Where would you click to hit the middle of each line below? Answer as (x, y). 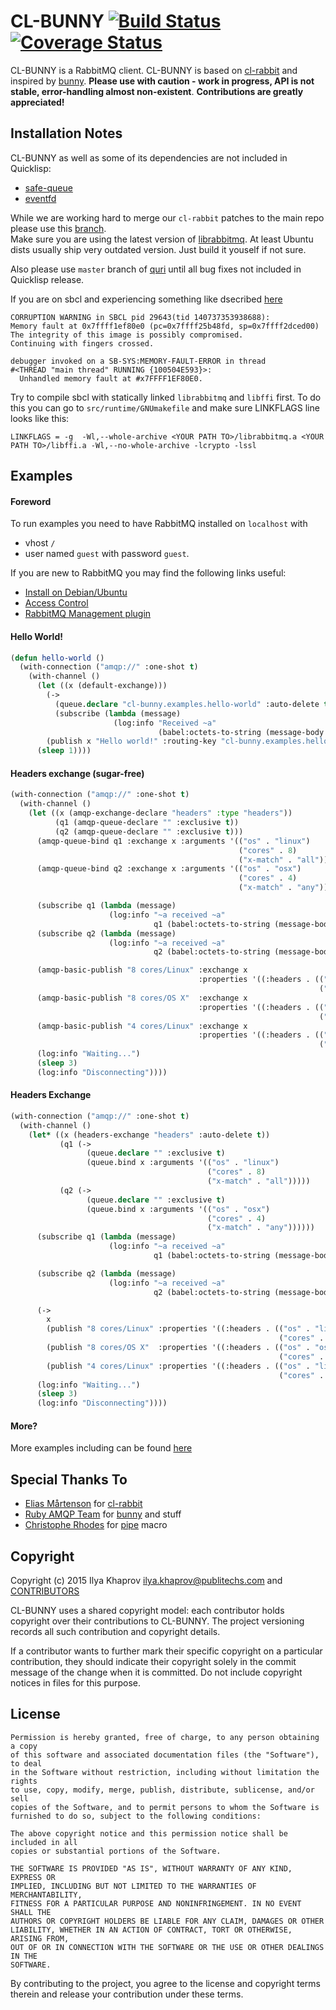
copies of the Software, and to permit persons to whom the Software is (165, 1807)
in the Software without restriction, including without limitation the (165, 1772)
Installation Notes (66, 133)
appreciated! (37, 102)
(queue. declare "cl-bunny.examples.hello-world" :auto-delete (187, 704)
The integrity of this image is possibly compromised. (127, 335)
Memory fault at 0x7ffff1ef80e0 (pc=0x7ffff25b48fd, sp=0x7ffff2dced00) (165, 326)
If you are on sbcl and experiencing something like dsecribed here (146, 299)
